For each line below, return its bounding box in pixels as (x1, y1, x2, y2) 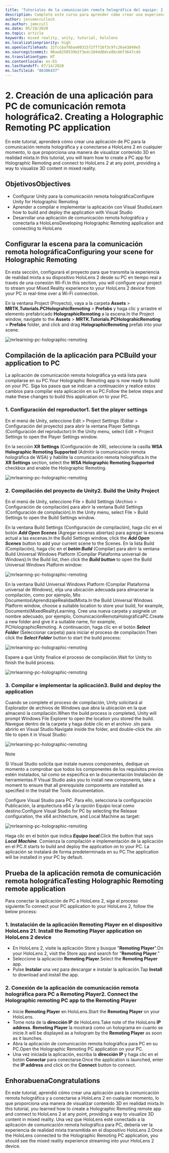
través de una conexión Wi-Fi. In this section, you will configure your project (5, 280, 162, 286)
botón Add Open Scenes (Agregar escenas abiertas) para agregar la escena (5, 529, 164, 536)
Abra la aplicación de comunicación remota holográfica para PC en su (12, 1040, 158, 1046)
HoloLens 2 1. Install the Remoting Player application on (5, 928, 142, 934)
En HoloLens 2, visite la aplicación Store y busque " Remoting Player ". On (12, 945, 163, 951)
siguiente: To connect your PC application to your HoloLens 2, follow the (5, 903, 154, 910)
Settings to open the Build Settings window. (5, 514, 96, 521)
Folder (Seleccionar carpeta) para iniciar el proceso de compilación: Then (5, 629, 157, 635)
